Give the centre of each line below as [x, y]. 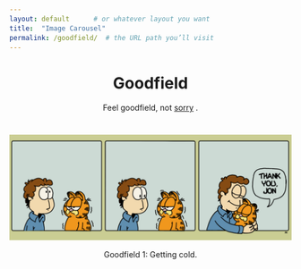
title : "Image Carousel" [57, 28]
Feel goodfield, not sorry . [150, 108]
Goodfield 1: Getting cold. [150, 254]
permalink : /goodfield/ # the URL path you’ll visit [112, 38]
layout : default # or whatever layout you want [110, 19]
